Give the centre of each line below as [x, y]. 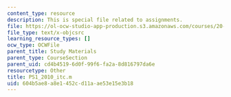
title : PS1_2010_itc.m [40, 77]
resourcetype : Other [37, 70]
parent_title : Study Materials [52, 52]
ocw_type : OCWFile [33, 45]
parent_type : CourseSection [47, 58]
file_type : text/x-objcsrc [46, 32]
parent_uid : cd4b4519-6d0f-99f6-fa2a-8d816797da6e [81, 64]
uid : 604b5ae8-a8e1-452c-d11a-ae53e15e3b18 [70, 83]
